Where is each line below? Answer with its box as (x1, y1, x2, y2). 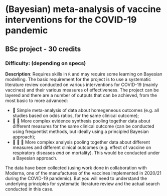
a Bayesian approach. (12, 155, 58, 161)
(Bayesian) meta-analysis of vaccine (5, 3, 161, 15)
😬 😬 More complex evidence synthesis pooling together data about (12, 117, 150, 123)
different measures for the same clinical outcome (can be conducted (12, 123, 154, 129)
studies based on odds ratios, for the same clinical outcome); (12, 112, 139, 118)
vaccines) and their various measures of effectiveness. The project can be (5, 86, 159, 93)
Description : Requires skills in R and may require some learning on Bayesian (5, 71, 162, 77)
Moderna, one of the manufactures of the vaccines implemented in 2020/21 (5, 170, 161, 176)
